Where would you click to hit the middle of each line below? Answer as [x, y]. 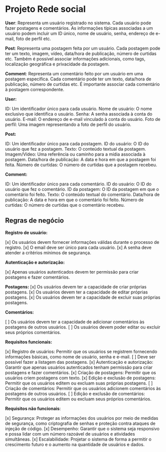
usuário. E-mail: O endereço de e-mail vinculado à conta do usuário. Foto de [83, 119]
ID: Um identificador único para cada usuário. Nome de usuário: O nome [79, 109]
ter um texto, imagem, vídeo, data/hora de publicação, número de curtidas [81, 54]
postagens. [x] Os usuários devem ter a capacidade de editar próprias [77, 292]
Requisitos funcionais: [29, 342]
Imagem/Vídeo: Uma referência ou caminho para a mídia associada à [75, 154]
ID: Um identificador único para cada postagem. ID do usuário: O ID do [77, 143]
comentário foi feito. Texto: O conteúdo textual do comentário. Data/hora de [82, 194]
